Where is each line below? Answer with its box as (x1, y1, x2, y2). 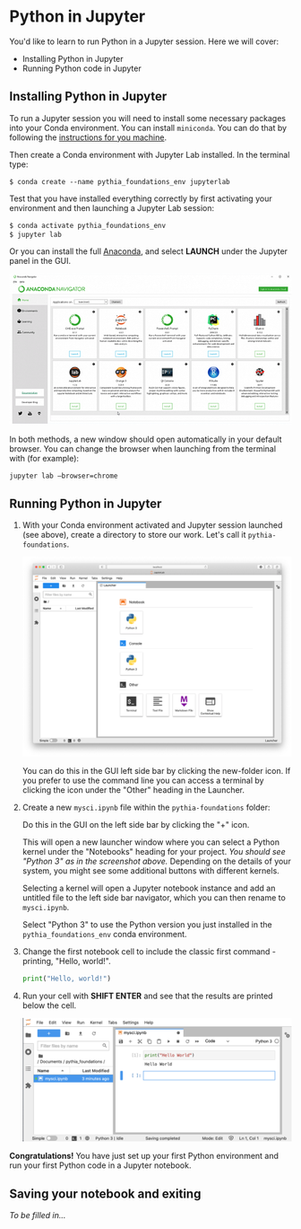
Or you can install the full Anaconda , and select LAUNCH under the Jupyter (9, 245, 288, 257)
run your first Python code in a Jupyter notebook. (9, 1160, 192, 1171)
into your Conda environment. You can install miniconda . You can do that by (9, 122, 288, 133)
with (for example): (9, 453, 79, 464)
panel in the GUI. (9, 255, 72, 266)
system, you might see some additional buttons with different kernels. (21, 865, 279, 876)
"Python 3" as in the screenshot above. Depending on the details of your (21, 856, 291, 867)
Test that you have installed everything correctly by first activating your (9, 193, 272, 204)
